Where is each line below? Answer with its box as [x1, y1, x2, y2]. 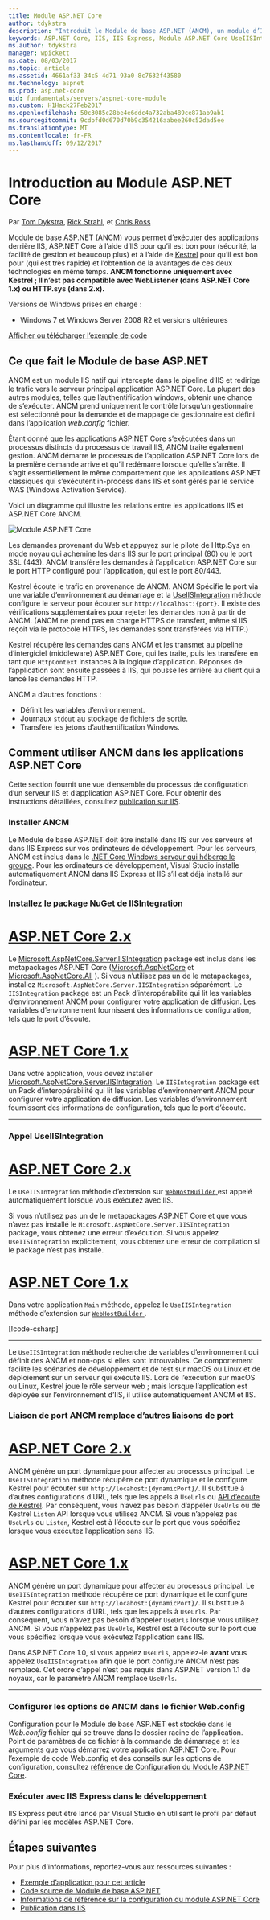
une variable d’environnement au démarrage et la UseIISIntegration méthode [8, 590, 262, 600]
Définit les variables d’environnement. [19, 705, 145, 715]
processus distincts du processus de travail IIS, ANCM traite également [8, 442, 244, 452]
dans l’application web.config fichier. [8, 418, 130, 428]
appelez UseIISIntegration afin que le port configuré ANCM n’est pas [8, 1656, 239, 1666]
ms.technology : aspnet [8, 79, 84, 87]
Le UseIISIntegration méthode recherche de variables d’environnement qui [8, 1346, 259, 1356]
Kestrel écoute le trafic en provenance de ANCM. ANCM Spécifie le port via [8, 582, 259, 591]
